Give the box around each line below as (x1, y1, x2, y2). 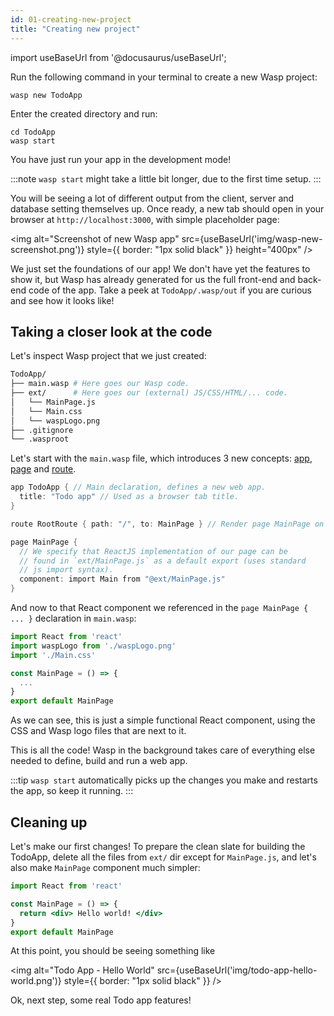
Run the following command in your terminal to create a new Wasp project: (10, 71, 318, 83)
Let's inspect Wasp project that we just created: (10, 350, 207, 362)
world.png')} (10, 975, 62, 987)
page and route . (10, 463, 77, 475)
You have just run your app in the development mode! (10, 153, 232, 165)
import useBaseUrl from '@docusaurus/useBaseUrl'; (10, 51, 227, 63)
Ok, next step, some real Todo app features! (10, 994, 192, 1006)
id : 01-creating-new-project (10, 14, 132, 25)
